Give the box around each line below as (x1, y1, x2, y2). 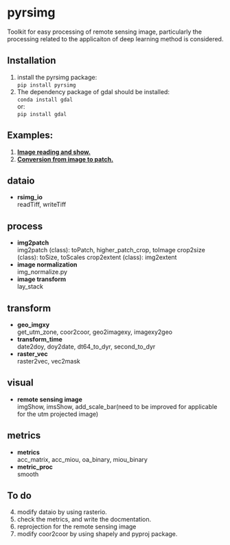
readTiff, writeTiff (16, 201, 67, 209)
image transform (16, 275, 67, 283)
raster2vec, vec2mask (16, 357, 80, 365)
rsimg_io (16, 193, 43, 201)
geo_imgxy (16, 321, 50, 329)
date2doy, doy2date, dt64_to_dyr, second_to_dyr (16, 342, 156, 351)
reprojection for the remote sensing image (16, 522, 137, 531)
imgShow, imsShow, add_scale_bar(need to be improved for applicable (16, 402, 218, 410)
